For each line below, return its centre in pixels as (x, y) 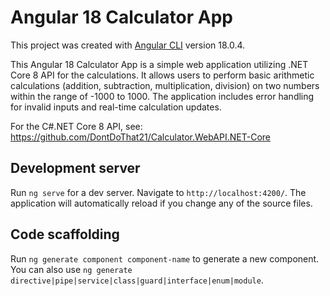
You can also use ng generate (71, 269)
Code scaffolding (65, 234)
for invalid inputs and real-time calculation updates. (116, 107)
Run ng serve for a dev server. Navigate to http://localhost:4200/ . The (158, 192)
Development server (75, 168)
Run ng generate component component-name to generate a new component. (165, 258)
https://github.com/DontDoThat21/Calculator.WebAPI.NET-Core (140, 137)
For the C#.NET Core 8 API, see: (76, 126)
